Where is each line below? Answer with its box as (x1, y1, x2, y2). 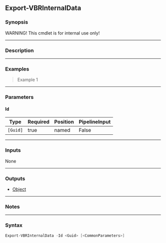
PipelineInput (79, 119, 111, 125)
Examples (5, 65, 30, 72)
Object (12, 186, 26, 192)
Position (54, 119, 74, 125)
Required (28, 119, 50, 125)
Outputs (5, 175, 26, 182)
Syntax (5, 222, 23, 229)
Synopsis (5, 19, 28, 26)
